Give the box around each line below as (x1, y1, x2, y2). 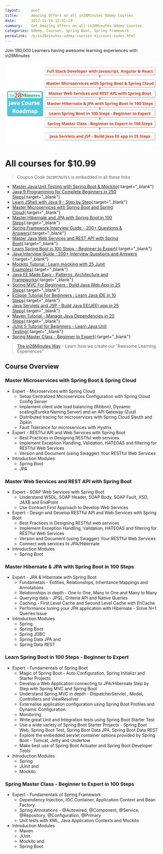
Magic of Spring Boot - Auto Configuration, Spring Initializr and (19, 670, 146, 676)
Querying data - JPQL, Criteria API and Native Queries (19, 595, 128, 601)
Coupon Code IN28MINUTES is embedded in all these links (16, 174, 130, 180)
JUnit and (19, 763, 39, 769)
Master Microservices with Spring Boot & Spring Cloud (5, 377, 137, 384)
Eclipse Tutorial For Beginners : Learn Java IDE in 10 (12, 292, 116, 298)
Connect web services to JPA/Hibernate (19, 541, 100, 547)
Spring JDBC (19, 631, 46, 637)
